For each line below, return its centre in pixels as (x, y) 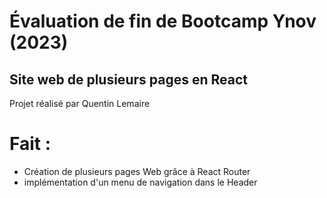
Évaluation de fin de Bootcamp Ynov (163, 21)
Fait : (30, 144)
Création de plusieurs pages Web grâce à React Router (137, 171)
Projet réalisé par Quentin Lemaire (80, 103)
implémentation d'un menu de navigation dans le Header (140, 182)
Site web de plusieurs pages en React (128, 79)
